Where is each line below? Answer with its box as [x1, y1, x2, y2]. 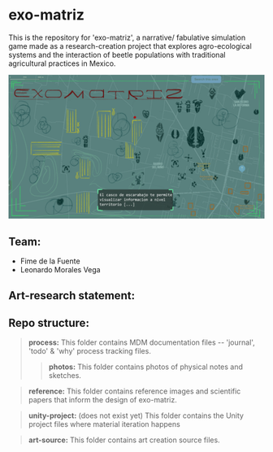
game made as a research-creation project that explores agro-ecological [8, 41, 252, 50]
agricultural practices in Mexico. [8, 59, 116, 68]
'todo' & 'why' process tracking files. [28, 346, 152, 356]
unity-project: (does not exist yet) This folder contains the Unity [28, 411, 244, 420]
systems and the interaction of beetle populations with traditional [8, 50, 226, 59]
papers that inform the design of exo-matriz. [28, 395, 177, 405]
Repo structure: [8, 316, 89, 330]
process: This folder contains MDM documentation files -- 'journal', [28, 337, 256, 347]
